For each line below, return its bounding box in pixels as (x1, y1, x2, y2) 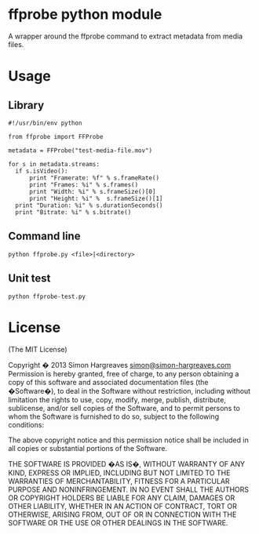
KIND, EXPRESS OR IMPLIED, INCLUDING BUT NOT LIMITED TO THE (8, 468, 231, 478)
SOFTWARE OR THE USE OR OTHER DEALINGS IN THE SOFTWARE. (8, 518, 228, 527)
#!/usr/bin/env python (8, 119, 82, 127)
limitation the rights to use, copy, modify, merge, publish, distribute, (8, 394, 226, 405)
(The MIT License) (8, 344, 68, 354)
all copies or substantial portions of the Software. (8, 443, 167, 452)
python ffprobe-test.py (8, 292, 86, 300)
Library (8, 98, 45, 111)
